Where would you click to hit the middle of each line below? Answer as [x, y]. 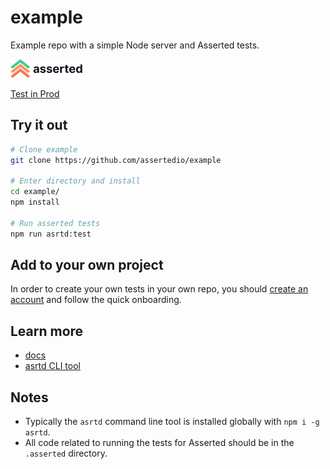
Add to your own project [87, 265]
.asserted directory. [66, 453]
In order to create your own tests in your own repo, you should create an [159, 289]
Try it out [39, 125]
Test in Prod [35, 93]
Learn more [47, 331]
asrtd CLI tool [52, 366]
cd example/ [35, 192]
